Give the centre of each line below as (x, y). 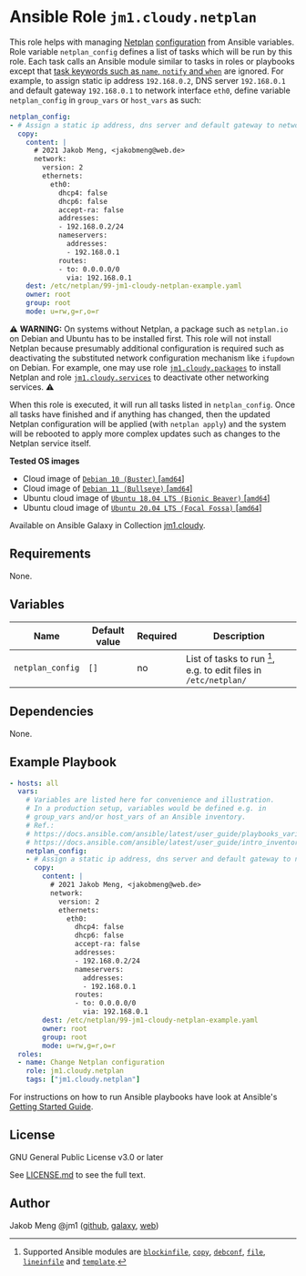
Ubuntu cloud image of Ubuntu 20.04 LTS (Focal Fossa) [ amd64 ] (142, 507)
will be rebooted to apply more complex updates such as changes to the (145, 434)
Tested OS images (45, 461)
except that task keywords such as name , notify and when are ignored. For (147, 71)
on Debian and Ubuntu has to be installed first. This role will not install (140, 338)
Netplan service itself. (50, 443)
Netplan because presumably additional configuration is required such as (147, 348)
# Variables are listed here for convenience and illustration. (150, 800)
